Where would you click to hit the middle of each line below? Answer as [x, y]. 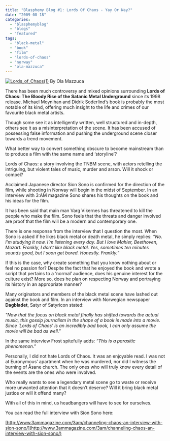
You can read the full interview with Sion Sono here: [59, 413]
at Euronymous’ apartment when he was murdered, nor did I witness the [81, 362]
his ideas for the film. [27, 201]
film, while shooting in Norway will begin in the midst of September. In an [81, 190]
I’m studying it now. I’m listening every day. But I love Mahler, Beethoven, [81, 242]
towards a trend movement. [34, 139]
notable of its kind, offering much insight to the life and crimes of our [77, 107]
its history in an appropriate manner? [44, 284]
